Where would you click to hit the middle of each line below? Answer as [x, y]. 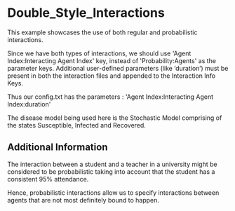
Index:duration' [29, 104]
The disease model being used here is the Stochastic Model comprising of [115, 118]
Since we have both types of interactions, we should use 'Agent [99, 53]
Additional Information [58, 148]
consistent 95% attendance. [48, 179]
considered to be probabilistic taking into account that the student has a [111, 171]
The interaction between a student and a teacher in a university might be [112, 164]
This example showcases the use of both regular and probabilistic [102, 32]
